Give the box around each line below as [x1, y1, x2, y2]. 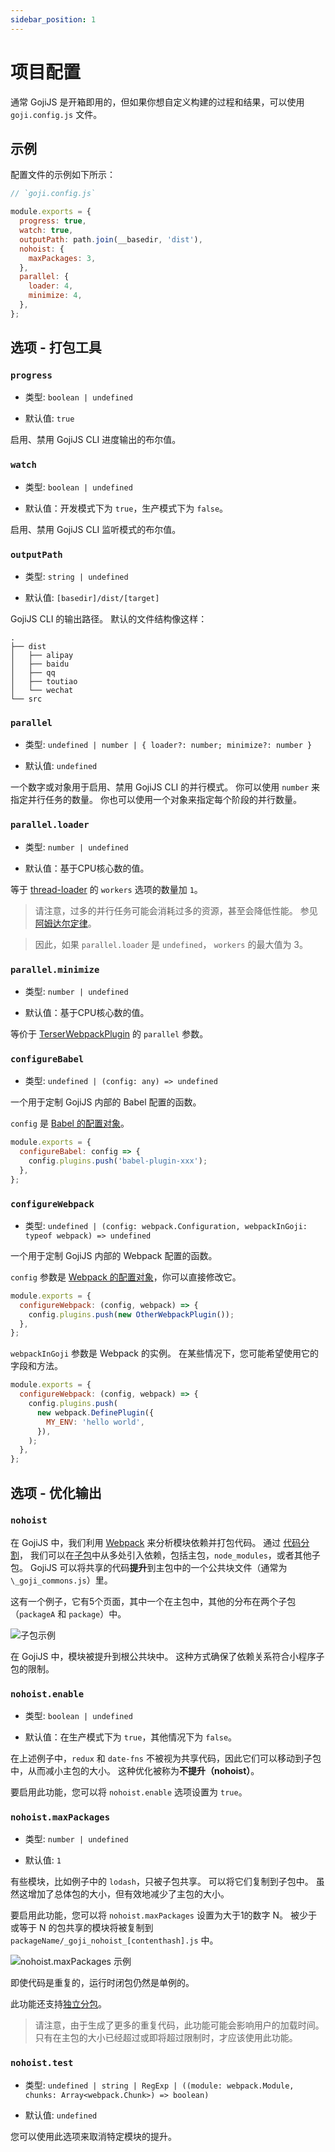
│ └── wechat [10, 686, 74, 696]
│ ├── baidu [10, 659, 70, 670]
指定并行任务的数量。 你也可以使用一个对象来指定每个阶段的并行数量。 [10, 794, 302, 806]
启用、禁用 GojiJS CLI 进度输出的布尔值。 [10, 434, 182, 446]
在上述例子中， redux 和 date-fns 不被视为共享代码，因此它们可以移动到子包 [10, 1752, 322, 1765]
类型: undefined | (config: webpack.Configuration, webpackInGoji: [24, 1219, 308, 1231]
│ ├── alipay [10, 651, 74, 661]
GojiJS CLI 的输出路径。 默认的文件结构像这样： [10, 613, 208, 625]
